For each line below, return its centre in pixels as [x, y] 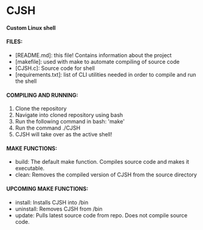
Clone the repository [41, 109]
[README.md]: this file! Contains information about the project [93, 55]
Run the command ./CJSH [48, 128]
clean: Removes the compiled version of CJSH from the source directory [106, 175]
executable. [30, 169]
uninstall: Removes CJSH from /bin [59, 209]
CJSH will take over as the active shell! [64, 134]
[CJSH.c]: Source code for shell [55, 68]
